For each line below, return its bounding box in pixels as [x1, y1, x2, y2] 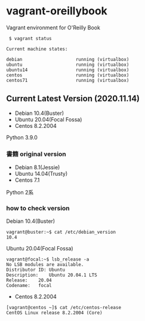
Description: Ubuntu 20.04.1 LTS [6, 272, 97, 279]
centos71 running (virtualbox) [6, 77, 129, 83]
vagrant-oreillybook [6, 4, 107, 18]
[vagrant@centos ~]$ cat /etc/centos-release [6, 305, 121, 311]
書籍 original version [6, 149, 67, 158]
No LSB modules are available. [6, 262, 84, 268]
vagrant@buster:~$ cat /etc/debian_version [6, 229, 116, 236]
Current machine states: [6, 46, 68, 52]
